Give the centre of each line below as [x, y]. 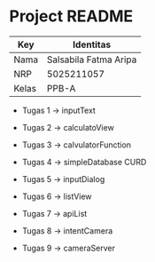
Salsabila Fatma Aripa [92, 60]
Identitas [92, 44]
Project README [71, 16]
